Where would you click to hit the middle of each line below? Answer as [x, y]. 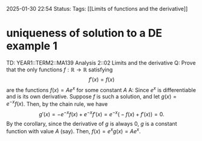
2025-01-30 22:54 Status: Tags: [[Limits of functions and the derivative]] [97, 9]
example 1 [32, 46]
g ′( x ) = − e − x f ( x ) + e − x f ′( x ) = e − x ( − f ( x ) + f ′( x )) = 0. [102, 113]
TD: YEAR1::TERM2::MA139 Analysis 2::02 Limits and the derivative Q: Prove [101, 62]
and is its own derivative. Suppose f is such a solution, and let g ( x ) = [92, 96]
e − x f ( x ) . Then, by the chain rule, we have [57, 103]
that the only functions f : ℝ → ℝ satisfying [60, 70]
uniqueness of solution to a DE [84, 33]
